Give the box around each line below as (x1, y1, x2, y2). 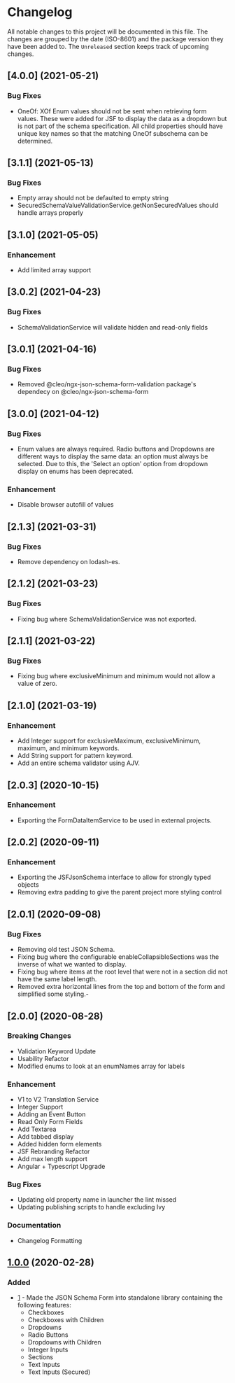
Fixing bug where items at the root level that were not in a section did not (17, 967, 228, 976)
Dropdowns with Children (27, 1338, 101, 1347)
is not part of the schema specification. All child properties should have (17, 122, 223, 130)
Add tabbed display (17, 1132, 74, 1141)
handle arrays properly (17, 209, 84, 217)
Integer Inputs (27, 1345, 69, 1354)
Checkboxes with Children (27, 1316, 104, 1324)
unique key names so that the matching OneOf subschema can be (17, 129, 208, 137)
